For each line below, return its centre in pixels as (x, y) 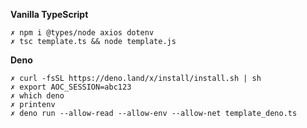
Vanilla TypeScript (49, 14)
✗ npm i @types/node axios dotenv (82, 33)
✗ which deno (37, 96)
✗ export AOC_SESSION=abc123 (71, 87)
